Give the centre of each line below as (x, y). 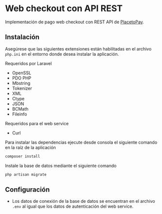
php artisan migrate (26, 174)
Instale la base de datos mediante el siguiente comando (61, 165)
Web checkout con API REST (64, 8)
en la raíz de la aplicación (30, 147)
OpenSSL (22, 73)
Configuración (27, 189)
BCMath (20, 109)
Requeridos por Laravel (28, 63)
